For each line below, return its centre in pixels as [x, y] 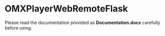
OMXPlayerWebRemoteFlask [66, 9]
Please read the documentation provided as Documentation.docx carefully [82, 22]
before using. [18, 27]
